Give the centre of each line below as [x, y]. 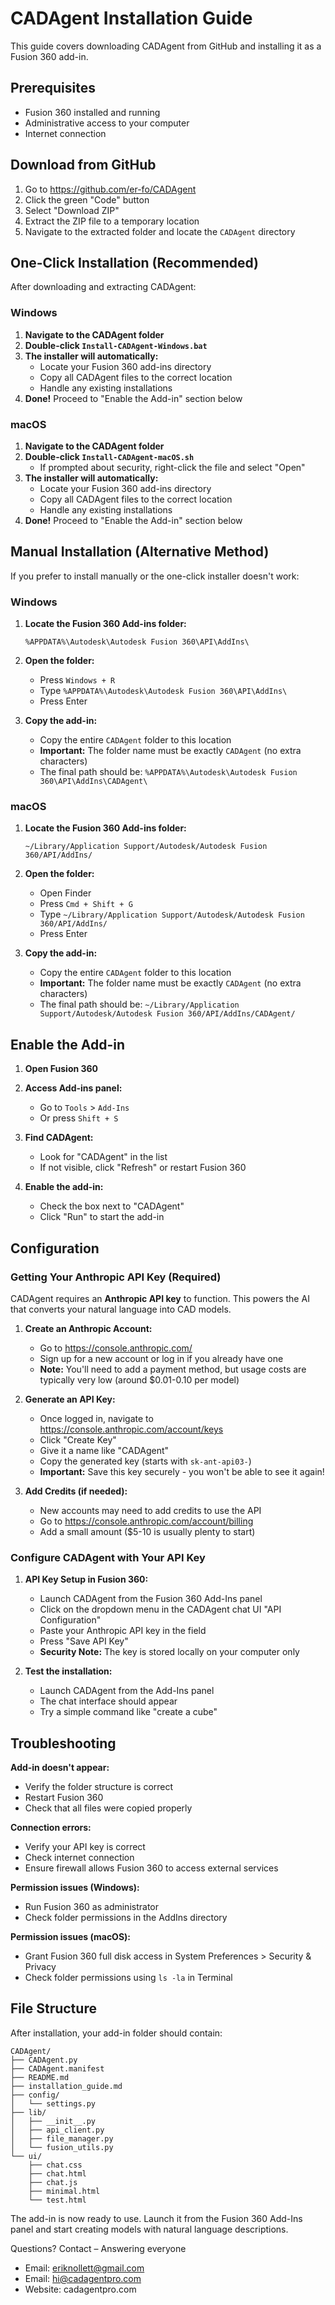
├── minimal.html [64, 2191]
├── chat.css [55, 2165]
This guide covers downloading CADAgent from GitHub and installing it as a [166, 46]
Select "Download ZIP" [72, 210]
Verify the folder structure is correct [99, 1786]
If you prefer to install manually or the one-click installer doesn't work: [155, 576]
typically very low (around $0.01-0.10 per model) [139, 1379]
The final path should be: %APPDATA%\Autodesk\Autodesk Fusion [168, 772]
